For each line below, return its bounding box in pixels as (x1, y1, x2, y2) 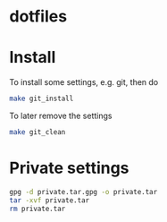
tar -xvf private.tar (9, 195, 90, 205)
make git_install (9, 94, 74, 104)
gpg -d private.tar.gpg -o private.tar (9, 187, 158, 196)
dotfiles (9, 6, 68, 27)
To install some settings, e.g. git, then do (9, 77, 159, 88)
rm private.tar (9, 204, 66, 213)
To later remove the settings (9, 110, 113, 121)
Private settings (9, 158, 129, 178)
